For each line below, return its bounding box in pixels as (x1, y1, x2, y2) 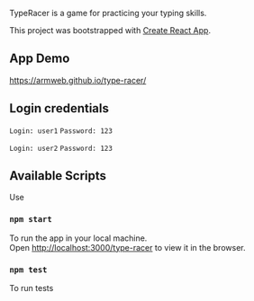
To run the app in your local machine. (9, 233, 148, 243)
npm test (9, 264, 48, 275)
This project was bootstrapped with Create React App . (9, 25, 212, 35)
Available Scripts (9, 168, 106, 183)
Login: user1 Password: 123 (9, 126, 113, 136)
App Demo (9, 51, 70, 66)
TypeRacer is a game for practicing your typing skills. (9, 8, 207, 18)
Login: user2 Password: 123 (9, 144, 113, 153)
